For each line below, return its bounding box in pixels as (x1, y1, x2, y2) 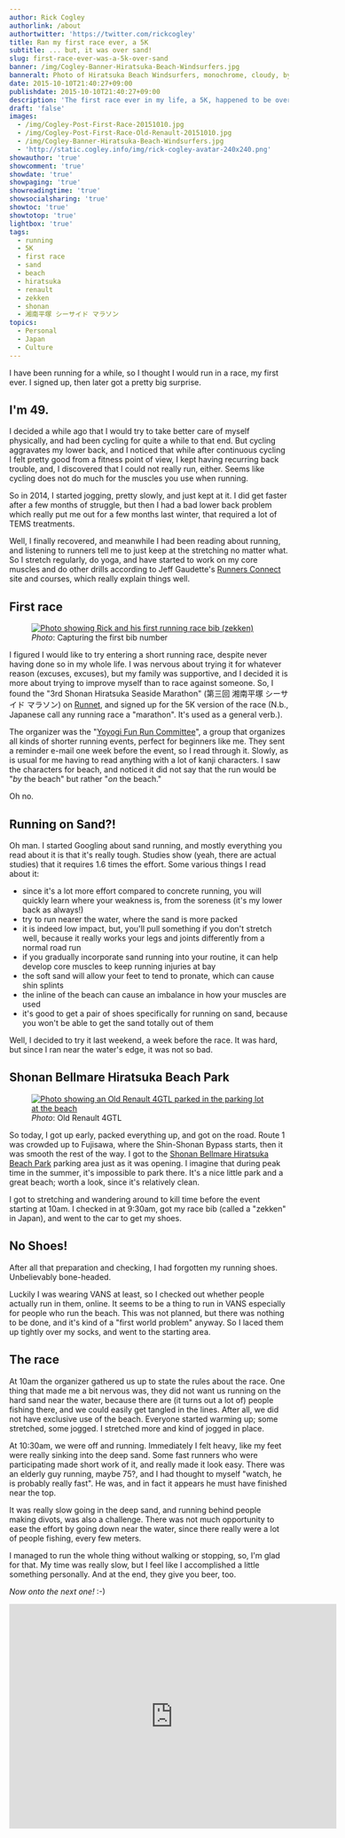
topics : (9, 319, 38, 327)
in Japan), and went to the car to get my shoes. (9, 1212, 182, 1223)
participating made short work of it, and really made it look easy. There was (9, 1459, 286, 1470)
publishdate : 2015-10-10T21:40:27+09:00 (9, 87, 161, 96)
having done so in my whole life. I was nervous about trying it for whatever (9, 659, 282, 670)
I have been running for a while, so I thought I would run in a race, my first (9, 367, 279, 378)
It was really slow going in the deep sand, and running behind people (9, 1504, 262, 1515)
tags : (9, 227, 29, 236)
